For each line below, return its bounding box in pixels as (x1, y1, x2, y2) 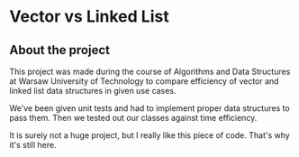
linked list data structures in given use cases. (9, 86, 177, 96)
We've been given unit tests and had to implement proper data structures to (9, 103, 290, 114)
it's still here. (9, 140, 57, 150)
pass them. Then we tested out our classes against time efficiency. (9, 113, 258, 123)
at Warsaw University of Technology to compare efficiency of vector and (9, 76, 279, 87)
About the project (9, 42, 111, 58)
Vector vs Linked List (9, 6, 169, 27)
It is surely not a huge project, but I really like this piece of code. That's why (9, 130, 290, 141)
